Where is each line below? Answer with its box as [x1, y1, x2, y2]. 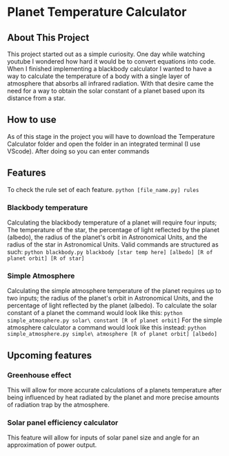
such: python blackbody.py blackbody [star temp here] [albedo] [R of [7, 247, 213, 256]
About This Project [7, 32, 90, 44]
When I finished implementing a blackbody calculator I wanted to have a [7, 65, 212, 73]
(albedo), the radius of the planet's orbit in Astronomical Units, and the [7, 233, 208, 241]
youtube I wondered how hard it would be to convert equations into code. [7, 57, 216, 66]
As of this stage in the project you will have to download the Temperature [7, 132, 215, 140]
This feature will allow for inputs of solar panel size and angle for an [7, 433, 200, 442]
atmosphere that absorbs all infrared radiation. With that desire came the [7, 79, 214, 87]
